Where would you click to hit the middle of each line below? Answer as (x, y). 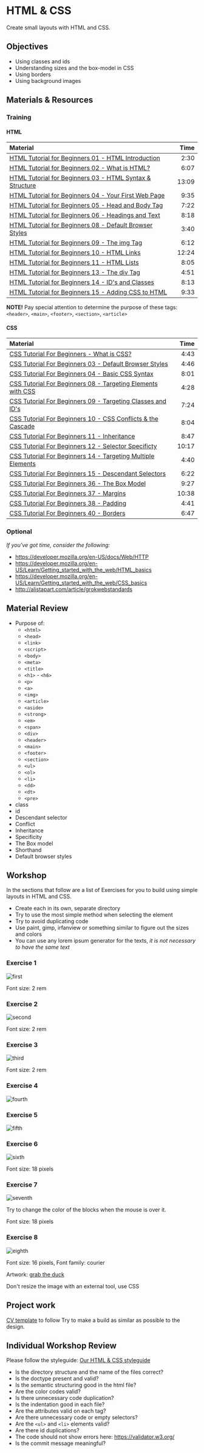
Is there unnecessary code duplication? (64, 1398)
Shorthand (28, 850)
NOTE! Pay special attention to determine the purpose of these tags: (92, 307)
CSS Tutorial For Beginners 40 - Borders (67, 513)
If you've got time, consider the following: (58, 545)
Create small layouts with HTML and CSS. (58, 27)
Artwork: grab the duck (36, 1274)
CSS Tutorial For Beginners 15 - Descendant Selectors (88, 474)
